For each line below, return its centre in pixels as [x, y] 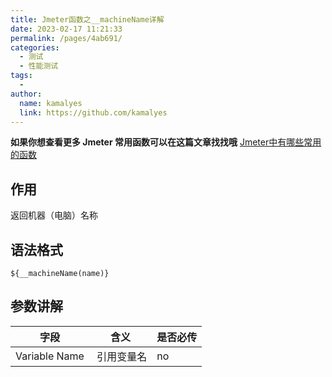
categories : [35, 47]
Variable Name [50, 356]
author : [26, 94]
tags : [21, 76]
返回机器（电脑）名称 [54, 215]
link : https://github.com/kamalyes [93, 112]
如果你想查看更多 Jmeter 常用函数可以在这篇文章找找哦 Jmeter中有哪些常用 [166, 142]
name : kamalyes [51, 103]
